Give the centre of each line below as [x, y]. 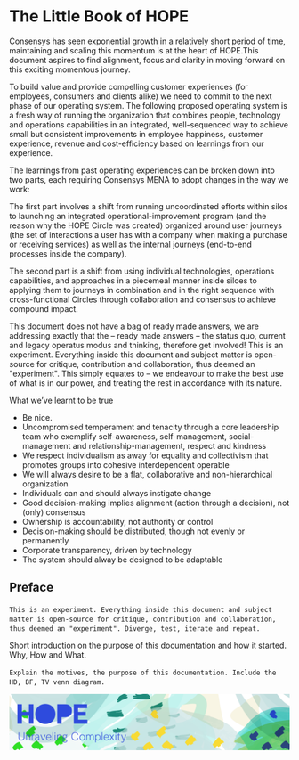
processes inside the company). [68, 253]
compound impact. [44, 308]
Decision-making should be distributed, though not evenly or [133, 531]
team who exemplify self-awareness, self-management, [124, 436]
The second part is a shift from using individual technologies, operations [142, 271]
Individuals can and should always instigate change [117, 493]
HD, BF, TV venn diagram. [57, 682]
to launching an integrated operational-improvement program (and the [138, 216]
